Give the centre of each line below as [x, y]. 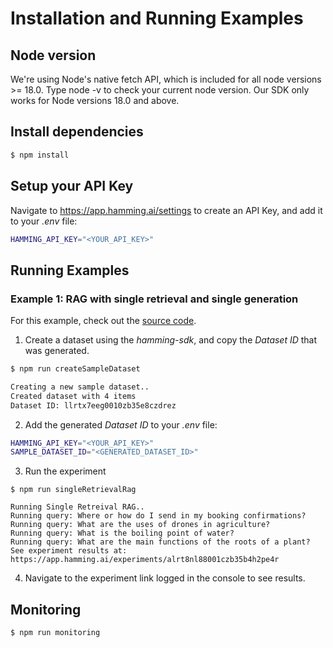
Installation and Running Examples [157, 18]
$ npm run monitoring [55, 633]
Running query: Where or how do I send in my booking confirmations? [158, 516]
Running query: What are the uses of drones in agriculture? [140, 525]
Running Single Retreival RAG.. [77, 507]
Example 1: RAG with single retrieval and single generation [154, 299]
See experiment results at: [69, 551]
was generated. [57, 351]
